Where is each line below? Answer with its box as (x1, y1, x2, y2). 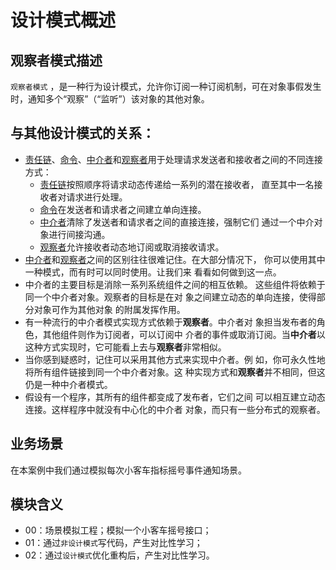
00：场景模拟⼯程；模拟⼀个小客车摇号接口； (24, 524, 212, 536)
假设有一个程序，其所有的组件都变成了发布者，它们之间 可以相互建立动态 (24, 391, 326, 403)
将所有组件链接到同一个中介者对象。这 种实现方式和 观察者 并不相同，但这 (24, 366, 326, 378)
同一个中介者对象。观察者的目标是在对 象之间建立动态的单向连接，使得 (24, 291, 317, 303)
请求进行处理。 (66, 191, 128, 203)
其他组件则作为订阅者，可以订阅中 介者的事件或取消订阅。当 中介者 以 (42, 328, 326, 340)
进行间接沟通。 (48, 228, 111, 240)
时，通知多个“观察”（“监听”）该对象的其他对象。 (10, 93, 210, 105)
